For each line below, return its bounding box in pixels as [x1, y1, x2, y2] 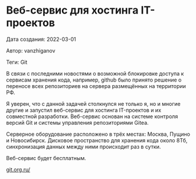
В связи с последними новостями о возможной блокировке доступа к [6, 70, 184, 77]
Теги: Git [6, 58, 28, 66]
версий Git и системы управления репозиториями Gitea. [6, 119, 149, 126]
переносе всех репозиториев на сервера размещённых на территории [6, 82, 186, 89]
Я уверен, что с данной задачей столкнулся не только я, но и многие [6, 100, 181, 107]
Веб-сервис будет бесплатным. [6, 154, 87, 161]
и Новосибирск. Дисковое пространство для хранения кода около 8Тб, [6, 136, 188, 144]
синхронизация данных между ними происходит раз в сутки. [6, 143, 161, 150]
